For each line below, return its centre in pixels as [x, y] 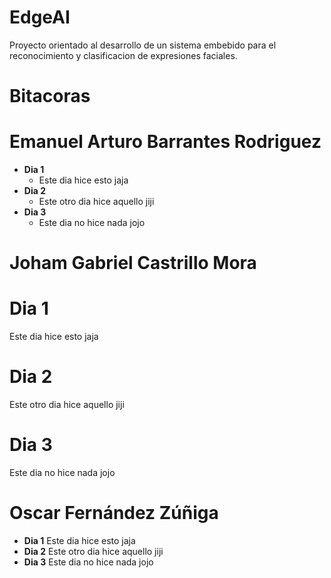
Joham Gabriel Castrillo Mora [133, 263]
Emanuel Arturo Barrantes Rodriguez [165, 142]
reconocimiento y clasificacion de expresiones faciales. [123, 55]
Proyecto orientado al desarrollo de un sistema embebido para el [143, 45]
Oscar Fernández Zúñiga [114, 513]
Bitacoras [50, 96]
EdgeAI [40, 17]
